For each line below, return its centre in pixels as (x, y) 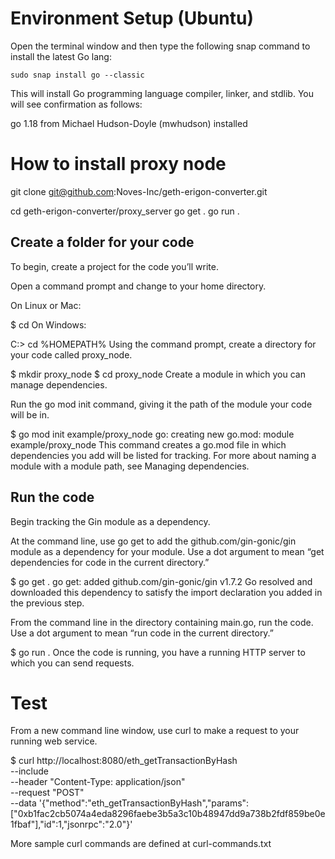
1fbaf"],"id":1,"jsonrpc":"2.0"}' (71, 824)
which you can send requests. (72, 663)
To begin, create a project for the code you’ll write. (114, 266)
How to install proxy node (118, 164)
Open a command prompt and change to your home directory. (138, 286)
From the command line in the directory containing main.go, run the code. (162, 622)
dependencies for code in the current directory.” (110, 562)
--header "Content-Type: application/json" (98, 782)
